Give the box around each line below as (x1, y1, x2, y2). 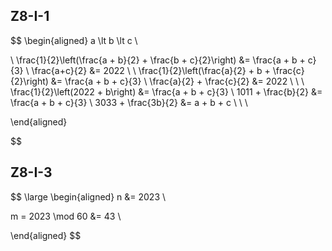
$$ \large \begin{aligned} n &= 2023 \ (10, 190, 167, 203)
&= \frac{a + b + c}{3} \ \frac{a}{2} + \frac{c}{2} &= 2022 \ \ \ (50, 75, 305, 87)
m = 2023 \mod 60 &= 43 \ (10, 210, 122, 222)
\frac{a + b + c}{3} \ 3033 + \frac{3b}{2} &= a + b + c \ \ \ (10, 96, 248, 108)
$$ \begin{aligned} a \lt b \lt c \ (10, 34, 138, 46)
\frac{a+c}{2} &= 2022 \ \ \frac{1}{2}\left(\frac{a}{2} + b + (31, 64, 271, 76)
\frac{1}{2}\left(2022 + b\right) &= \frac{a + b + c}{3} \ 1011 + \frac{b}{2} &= (10, 85, 323, 98)
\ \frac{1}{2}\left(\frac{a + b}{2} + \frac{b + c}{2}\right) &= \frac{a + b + (10, 54, 306, 66)
